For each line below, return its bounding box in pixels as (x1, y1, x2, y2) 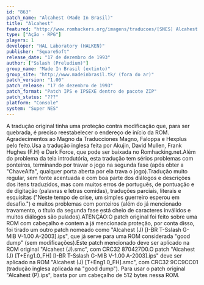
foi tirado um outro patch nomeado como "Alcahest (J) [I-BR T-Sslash (6, 226, 181, 233)
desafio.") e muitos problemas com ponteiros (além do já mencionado (6, 200, 182, 207)
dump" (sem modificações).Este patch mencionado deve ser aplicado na (6, 239, 190, 246)
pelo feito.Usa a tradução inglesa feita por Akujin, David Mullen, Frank (6, 142, 182, 149)
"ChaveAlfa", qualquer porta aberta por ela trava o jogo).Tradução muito (6, 167, 188, 175)
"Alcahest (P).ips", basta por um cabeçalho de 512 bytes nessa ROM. (6, 271, 180, 278)
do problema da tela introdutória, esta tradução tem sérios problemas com (6, 154, 194, 162)
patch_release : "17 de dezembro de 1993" (6, 83, 114, 89)
